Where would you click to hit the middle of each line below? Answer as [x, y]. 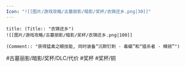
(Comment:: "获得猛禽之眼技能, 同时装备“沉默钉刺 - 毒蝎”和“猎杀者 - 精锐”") [93, 46]
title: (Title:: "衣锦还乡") [40, 29]
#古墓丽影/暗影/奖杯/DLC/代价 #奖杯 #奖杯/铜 [61, 58]
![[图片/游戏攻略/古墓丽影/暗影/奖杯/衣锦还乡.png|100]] [69, 35]
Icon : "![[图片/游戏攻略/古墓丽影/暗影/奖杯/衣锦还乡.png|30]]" [79, 11]
